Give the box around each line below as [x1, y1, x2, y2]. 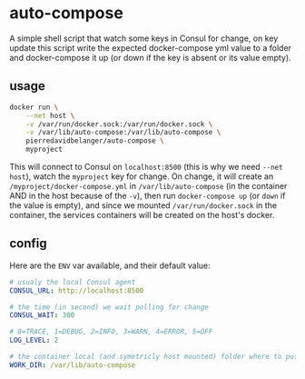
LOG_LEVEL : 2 [9, 335, 59, 345]
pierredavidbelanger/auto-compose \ [25, 136, 165, 145]
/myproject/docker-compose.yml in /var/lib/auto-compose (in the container [9, 181, 288, 191]
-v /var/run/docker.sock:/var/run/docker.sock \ [25, 119, 213, 129]
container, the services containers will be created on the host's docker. [9, 210, 275, 220]
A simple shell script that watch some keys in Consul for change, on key [9, 33, 279, 44]
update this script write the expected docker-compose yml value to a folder [9, 42, 292, 53]
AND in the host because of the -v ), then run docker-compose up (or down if [9, 190, 286, 201]
